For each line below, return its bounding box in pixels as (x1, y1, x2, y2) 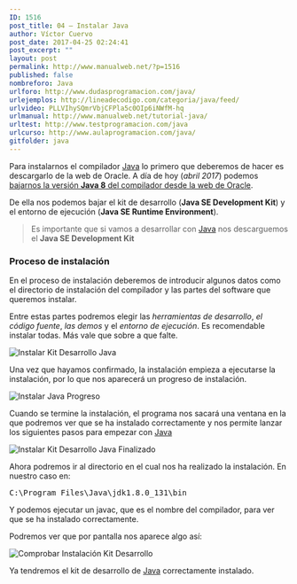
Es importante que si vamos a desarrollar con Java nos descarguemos (30, 223, 288, 234)
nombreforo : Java (9, 79, 74, 88)
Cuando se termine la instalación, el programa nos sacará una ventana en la (9, 409, 286, 419)
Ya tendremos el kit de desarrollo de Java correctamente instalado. (9, 565, 254, 576)
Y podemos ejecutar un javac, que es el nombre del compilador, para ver (9, 504, 275, 515)
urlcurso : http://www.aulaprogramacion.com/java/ (9, 128, 197, 137)
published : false (9, 71, 74, 80)
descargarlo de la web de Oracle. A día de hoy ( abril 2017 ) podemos (9, 170, 259, 181)
